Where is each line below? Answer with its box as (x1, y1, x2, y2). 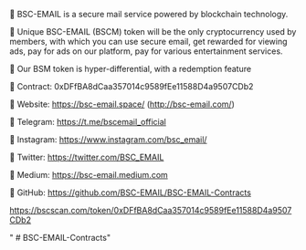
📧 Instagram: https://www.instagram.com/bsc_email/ (9, 134, 207, 145)
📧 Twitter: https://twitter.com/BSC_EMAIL (9, 151, 164, 162)
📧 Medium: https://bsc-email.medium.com (9, 170, 169, 180)
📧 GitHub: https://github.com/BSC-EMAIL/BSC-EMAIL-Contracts (9, 187, 251, 198)
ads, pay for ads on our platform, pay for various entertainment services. (9, 46, 283, 57)
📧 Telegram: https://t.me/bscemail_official (9, 117, 167, 127)
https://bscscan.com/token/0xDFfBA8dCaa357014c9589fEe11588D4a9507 (9, 205, 292, 215)
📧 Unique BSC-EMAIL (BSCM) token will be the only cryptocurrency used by (9, 26, 297, 36)
